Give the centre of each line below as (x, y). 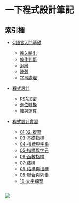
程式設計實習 (25, 121)
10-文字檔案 (31, 181)
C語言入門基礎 (27, 43)
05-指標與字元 (34, 150)
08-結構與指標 (34, 169)
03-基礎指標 (32, 138)
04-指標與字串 (34, 144)
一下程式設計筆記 (40, 10)
